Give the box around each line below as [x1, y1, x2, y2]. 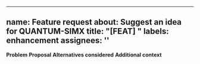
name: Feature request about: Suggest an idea [6, 17, 182, 27]
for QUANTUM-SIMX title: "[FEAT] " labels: [6, 26, 170, 36]
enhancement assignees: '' [6, 36, 110, 46]
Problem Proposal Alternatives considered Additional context [6, 51, 162, 58]
